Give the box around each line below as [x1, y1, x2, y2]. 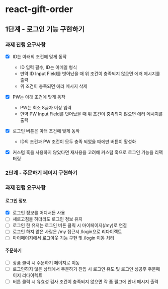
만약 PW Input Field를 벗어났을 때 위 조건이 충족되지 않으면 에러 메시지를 [20, 111, 163, 117]
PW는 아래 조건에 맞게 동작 [12, 94, 66, 100]
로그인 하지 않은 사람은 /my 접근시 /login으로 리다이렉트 [12, 229, 122, 235]
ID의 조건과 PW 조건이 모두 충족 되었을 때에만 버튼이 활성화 [20, 138, 136, 144]
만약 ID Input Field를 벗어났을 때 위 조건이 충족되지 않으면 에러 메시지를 [20, 70, 160, 77]
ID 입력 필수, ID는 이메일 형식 [20, 64, 77, 70]
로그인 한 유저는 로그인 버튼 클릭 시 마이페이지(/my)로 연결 [12, 223, 127, 229]
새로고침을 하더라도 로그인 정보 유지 [12, 216, 83, 222]
